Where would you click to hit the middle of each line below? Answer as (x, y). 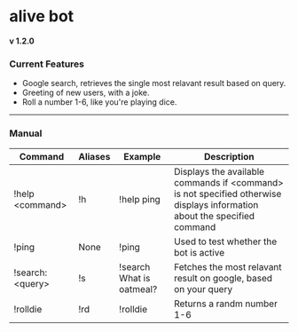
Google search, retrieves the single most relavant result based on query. (154, 83)
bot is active (199, 252)
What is (135, 278)
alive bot (42, 16)
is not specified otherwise (228, 194)
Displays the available (219, 171)
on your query (204, 289)
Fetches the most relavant (228, 266)
